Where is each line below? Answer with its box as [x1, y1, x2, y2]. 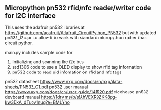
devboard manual [5, 94, 40, 100]
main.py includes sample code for [5, 49, 73, 55]
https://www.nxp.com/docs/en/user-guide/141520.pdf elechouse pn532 [5, 89, 149, 94]
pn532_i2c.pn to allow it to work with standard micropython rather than [5, 35, 147, 40]
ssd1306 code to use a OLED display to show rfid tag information [12, 64, 142, 70]
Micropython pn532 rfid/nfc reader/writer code [5, 4, 151, 12]
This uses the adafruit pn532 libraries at [5, 24, 85, 30]
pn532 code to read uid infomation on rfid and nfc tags [12, 69, 122, 75]
